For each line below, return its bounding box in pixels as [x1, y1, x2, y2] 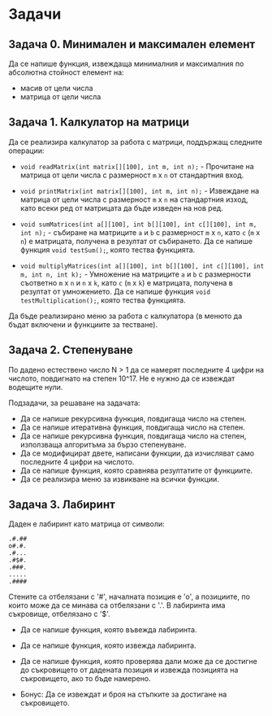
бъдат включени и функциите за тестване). [8, 319, 158, 330]
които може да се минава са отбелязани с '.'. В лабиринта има [8, 600, 226, 610]
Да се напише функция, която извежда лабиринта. [19, 640, 196, 651]
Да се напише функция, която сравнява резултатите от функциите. [19, 465, 253, 475]
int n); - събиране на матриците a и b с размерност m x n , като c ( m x [19, 227, 261, 237]
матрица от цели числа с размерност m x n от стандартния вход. [19, 170, 244, 180]
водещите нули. [8, 382, 63, 391]
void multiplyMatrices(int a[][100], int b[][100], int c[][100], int [19, 262, 265, 270]
